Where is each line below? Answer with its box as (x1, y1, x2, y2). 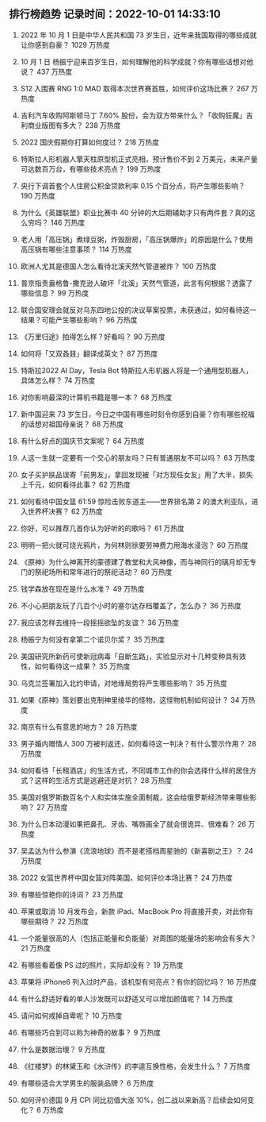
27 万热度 (36, 802, 68, 812)
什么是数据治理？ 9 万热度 (20, 1044, 106, 1054)
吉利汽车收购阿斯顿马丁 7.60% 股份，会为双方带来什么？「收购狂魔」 (20, 110, 246, 120)
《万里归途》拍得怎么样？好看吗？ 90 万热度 (20, 332, 165, 341)
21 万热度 (20, 943, 51, 953)
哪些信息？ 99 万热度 (20, 288, 89, 298)
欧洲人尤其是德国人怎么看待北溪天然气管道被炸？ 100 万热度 (20, 261, 217, 271)
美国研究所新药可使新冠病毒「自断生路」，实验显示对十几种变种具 (20, 651, 233, 661)
